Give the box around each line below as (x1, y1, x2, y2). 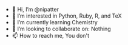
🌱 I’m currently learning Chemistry (12, 19, 98, 26)
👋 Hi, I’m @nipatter (12, 6, 59, 13)
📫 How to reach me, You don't (12, 32, 90, 39)
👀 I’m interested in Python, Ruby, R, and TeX (12, 12, 123, 19)
